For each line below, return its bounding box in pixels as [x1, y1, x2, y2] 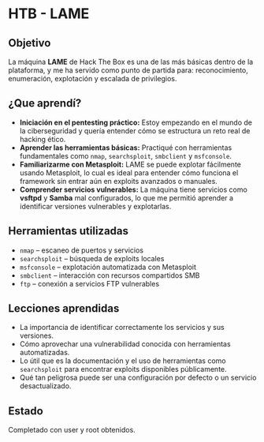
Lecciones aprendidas [8, 302, 120, 316]
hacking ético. [19, 134, 66, 144]
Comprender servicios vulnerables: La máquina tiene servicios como [19, 185, 248, 194]
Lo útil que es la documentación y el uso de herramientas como [19, 356, 226, 365]
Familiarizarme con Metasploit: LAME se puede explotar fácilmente [19, 159, 242, 169]
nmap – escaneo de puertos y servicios [19, 245, 144, 255]
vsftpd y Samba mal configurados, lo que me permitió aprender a [19, 193, 234, 202]
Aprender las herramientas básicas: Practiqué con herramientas [19, 143, 232, 152]
